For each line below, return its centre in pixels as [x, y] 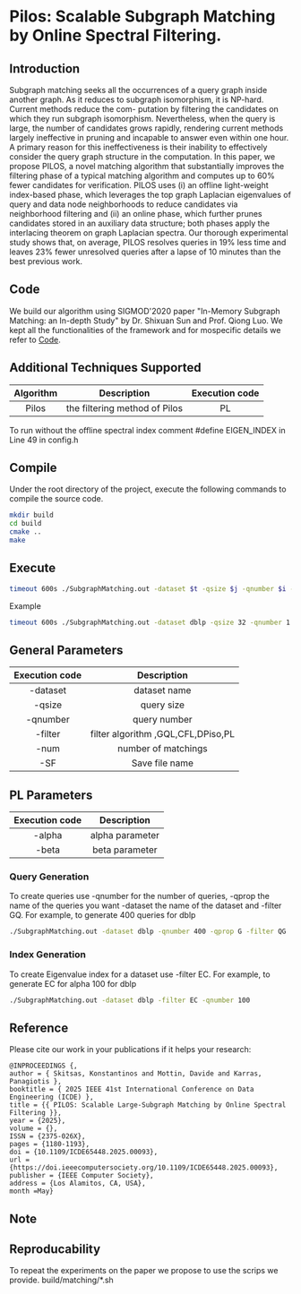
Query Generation [49, 877]
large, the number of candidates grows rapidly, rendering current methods [146, 128]
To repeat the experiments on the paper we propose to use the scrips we [144, 1271]
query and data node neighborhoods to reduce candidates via [124, 204]
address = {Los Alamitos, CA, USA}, [77, 1184]
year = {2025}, [38, 1121]
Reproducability [55, 1250]
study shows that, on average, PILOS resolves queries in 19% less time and [148, 242]
